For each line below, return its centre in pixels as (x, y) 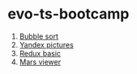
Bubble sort (39, 36)
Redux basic (40, 53)
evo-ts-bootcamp (68, 14)
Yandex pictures (46, 44)
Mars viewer (40, 62)
